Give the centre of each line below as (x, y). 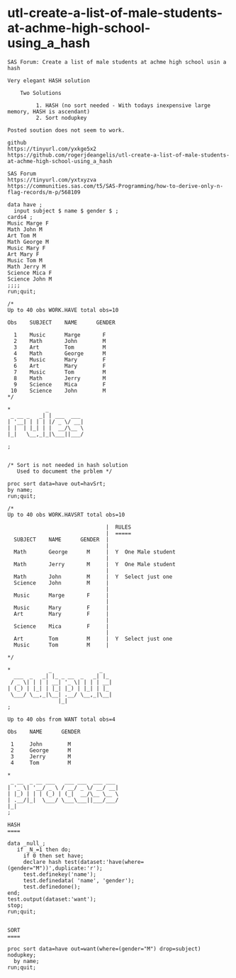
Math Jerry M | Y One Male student (95, 564)
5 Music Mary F (60, 359)
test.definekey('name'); (60, 874)
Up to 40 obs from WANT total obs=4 (61, 719)
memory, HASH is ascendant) (49, 111)
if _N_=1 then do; (44, 849)
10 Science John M (58, 390)
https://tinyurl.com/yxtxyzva (52, 180)
